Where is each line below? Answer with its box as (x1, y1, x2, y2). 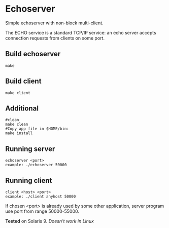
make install (5, 131, 33, 136)
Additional (5, 104, 39, 112)
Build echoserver (5, 50, 61, 58)
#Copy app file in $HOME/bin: (5, 126, 70, 132)
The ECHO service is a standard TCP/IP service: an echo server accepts (5, 29, 156, 35)
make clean (5, 122, 28, 127)
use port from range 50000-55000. (5, 208, 80, 214)
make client (5, 90, 30, 95)
